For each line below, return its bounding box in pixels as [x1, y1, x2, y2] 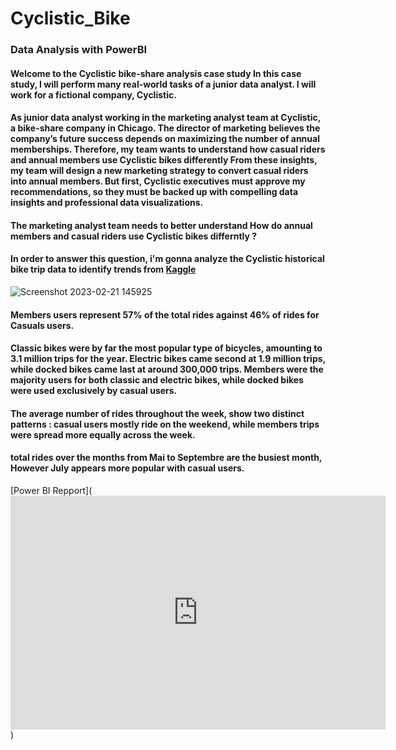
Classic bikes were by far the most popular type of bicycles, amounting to [10, 342, 323, 354]
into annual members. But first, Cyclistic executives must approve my [10, 175, 306, 187]
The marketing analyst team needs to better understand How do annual [10, 219, 313, 231]
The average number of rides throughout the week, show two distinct [10, 407, 305, 419]
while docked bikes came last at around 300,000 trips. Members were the [10, 363, 324, 376]
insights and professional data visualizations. [10, 197, 204, 209]
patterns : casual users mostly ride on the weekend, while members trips [10, 418, 320, 430]
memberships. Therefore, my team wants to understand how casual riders [10, 143, 326, 156]
